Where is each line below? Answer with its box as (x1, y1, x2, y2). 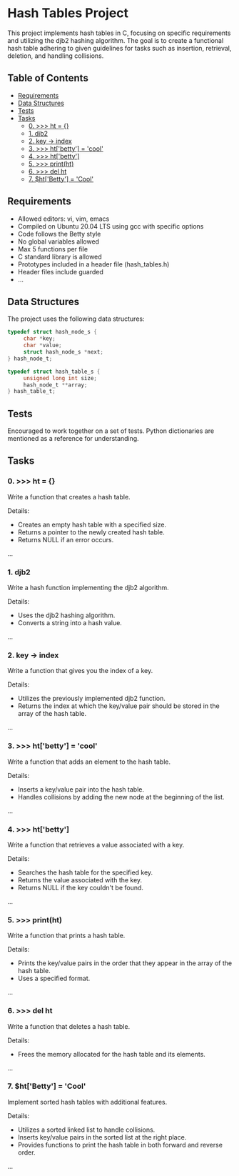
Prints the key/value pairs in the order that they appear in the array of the (17, 959, 233, 967)
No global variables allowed (17, 237, 100, 246)
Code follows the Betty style (17, 229, 101, 238)
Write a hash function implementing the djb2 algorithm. (7, 584, 169, 592)
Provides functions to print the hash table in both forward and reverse (17, 1140, 223, 1149)
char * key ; (23, 335, 56, 342)
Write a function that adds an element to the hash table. (7, 757, 171, 766)
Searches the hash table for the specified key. (17, 868, 153, 877)
